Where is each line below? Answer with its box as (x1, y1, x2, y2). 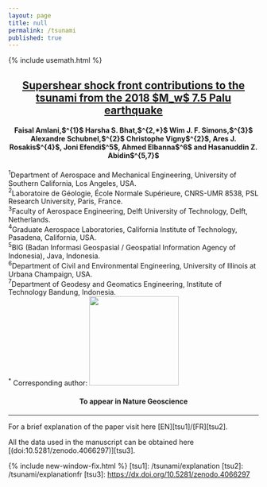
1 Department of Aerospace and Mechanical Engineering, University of (8, 168, 237, 180)
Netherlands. (8, 215, 51, 224)
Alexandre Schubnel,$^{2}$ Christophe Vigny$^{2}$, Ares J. (30, 134, 237, 144)
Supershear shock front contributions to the (21, 79, 245, 92)
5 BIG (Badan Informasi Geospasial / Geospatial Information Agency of (8, 242, 236, 253)
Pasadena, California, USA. (8, 233, 97, 242)
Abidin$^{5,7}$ (107, 151, 160, 160)
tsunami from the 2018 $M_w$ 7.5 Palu (35, 91, 232, 104)
